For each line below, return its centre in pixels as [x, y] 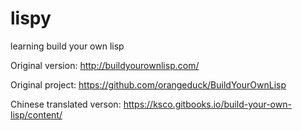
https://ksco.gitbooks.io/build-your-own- [207, 104]
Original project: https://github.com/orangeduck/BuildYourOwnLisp [148, 84]
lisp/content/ [36, 114]
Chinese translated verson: [66, 104]
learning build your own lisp [67, 46]
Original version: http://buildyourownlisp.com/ [105, 65]
